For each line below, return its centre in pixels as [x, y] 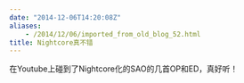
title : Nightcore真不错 [51, 42]
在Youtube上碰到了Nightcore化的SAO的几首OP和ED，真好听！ [124, 69]
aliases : [25, 26]
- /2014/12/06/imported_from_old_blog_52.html [113, 34]
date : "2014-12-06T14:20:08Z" [65, 17]
